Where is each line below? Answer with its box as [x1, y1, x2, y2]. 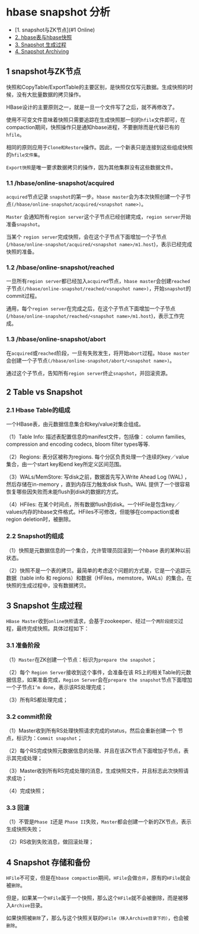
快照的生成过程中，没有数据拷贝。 [6, 581, 89, 589]
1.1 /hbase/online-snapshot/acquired [6, 179, 114, 187]
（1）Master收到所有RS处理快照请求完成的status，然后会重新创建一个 [6, 727, 176, 734]
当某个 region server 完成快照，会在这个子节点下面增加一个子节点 [6, 233, 167, 241]
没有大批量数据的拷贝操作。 [16, 90, 84, 98]
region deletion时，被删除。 [6, 515, 74, 523]
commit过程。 [6, 293, 40, 300]
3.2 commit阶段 [6, 712, 52, 721]
